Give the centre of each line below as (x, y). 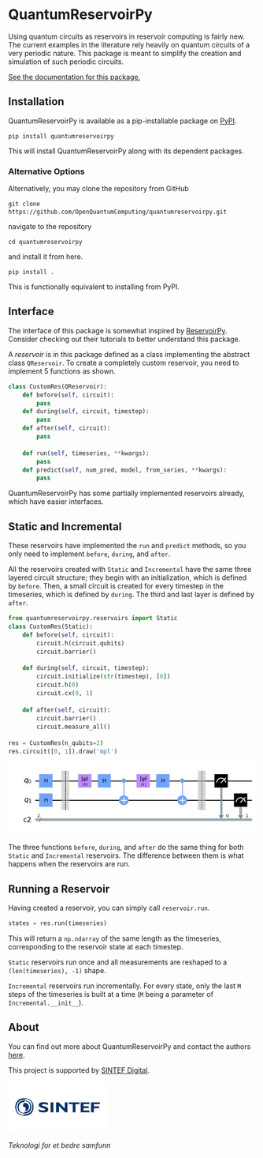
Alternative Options (46, 171)
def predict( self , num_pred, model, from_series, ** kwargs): (124, 470)
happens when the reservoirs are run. (69, 864)
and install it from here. (46, 257)
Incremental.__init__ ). (46, 1003)
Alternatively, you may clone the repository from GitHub (98, 189)
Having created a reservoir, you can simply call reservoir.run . (109, 908)
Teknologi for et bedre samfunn (59, 1145)
